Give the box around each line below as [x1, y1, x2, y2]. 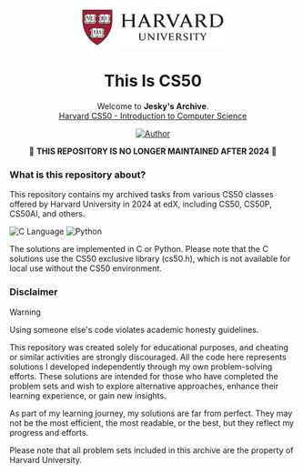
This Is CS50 [104, 71, 202, 92]
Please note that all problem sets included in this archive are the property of [9, 444, 294, 456]
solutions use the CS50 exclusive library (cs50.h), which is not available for [9, 253, 291, 265]
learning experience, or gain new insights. [9, 389, 167, 401]
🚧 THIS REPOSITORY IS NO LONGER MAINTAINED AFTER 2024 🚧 [28, 146, 278, 156]
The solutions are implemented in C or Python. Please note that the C [9, 244, 268, 255]
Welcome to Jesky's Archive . [96, 100, 209, 111]
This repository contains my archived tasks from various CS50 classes [9, 189, 275, 200]
